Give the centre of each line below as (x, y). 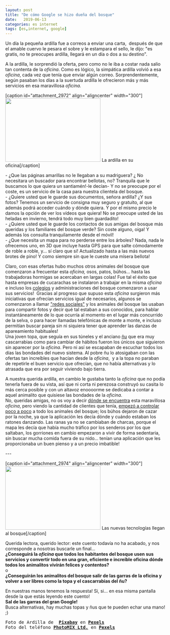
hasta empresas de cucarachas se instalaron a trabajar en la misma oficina (83, 282)
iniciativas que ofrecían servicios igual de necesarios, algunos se (73, 299)
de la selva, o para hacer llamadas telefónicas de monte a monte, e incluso (83, 321)
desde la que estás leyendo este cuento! (48, 596)
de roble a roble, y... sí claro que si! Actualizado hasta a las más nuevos (80, 251)
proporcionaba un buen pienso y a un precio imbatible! (63, 444)
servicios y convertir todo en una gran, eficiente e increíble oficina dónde (84, 560)
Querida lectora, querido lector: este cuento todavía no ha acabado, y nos (82, 543)
